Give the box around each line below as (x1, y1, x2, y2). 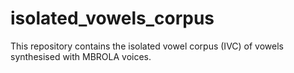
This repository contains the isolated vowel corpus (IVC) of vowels (10, 40, 284, 52)
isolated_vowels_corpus (10, 7, 215, 30)
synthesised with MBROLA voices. (10, 50, 152, 62)
